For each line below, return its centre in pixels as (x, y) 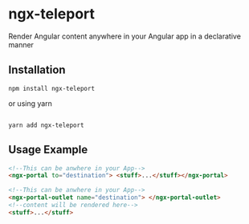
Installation (37, 70)
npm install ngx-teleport (51, 88)
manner (21, 44)
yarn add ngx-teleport (46, 125)
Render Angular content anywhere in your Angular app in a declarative (124, 36)
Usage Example (48, 150)
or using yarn (30, 103)
